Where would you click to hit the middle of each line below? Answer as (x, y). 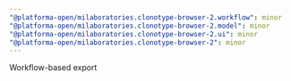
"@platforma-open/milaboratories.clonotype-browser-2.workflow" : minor (145, 17)
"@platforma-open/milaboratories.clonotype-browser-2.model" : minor (140, 26)
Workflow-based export (53, 68)
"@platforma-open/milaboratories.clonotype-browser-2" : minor (128, 42)
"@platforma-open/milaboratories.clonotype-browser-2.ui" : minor (133, 34)
